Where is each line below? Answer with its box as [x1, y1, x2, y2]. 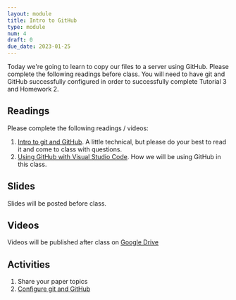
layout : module [7, 10, 52, 18]
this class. [17, 160, 47, 168]
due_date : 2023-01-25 [7, 43, 71, 50]
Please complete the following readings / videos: [7, 124, 149, 132]
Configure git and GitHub [17, 285, 91, 293]
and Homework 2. [7, 85, 59, 93]
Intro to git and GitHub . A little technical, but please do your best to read [17, 137, 227, 146]
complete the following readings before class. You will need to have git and [7, 70, 225, 78]
